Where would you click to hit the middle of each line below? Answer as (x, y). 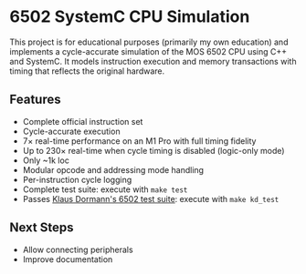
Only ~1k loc (46, 160)
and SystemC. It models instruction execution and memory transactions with (153, 61)
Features (35, 100)
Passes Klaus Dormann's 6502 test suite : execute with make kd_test (151, 198)
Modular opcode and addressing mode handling (113, 169)
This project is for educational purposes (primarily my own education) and (149, 42)
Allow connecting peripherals (78, 249)
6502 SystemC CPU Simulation (130, 17)
